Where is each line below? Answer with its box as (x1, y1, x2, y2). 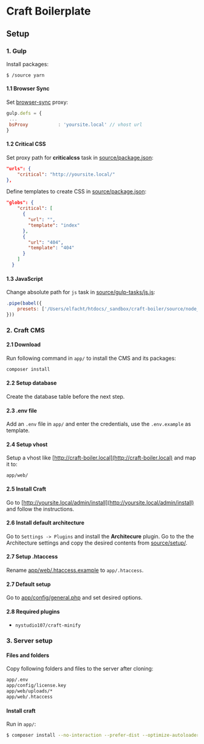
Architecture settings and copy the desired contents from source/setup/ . (6, 539, 188, 546)
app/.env (6, 677, 29, 683)
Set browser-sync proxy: (6, 98, 69, 106)
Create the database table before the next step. (6, 393, 125, 400)
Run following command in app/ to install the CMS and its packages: (6, 354, 176, 362)
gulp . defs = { (6, 111, 42, 117)
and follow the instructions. (6, 505, 75, 512)
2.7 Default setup (6, 580, 51, 588)
